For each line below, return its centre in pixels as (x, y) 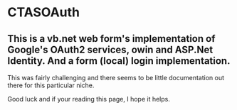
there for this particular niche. (51, 85)
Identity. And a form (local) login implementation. (119, 61)
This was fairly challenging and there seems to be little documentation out (116, 78)
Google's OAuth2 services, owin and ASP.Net (110, 49)
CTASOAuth (44, 12)
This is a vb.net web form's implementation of (111, 39)
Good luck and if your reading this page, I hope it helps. (89, 99)
